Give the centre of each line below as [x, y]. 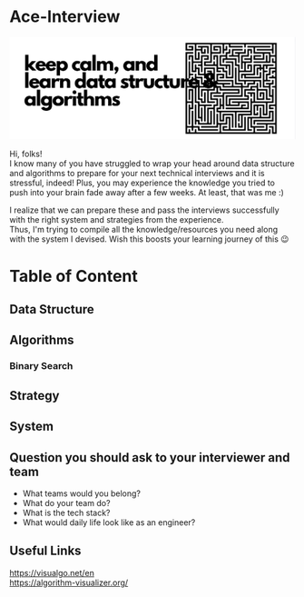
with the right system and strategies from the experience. [117, 220]
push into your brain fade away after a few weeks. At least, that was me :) [147, 193]
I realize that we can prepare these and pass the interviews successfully [144, 210]
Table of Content [74, 276]
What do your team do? [66, 502]
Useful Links [45, 551]
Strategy [34, 396]
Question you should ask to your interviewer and [150, 458]
